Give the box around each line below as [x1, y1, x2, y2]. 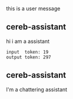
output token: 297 [6, 54, 51, 60]
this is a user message [6, 5, 61, 12]
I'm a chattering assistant [6, 85, 68, 93]
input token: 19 [6, 49, 49, 55]
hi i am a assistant [6, 38, 50, 45]
